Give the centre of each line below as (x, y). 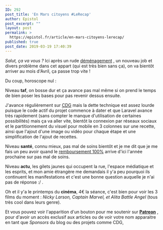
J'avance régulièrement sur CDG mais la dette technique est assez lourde (80, 105)
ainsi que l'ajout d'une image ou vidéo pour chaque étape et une (71, 131)
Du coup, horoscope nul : (31, 81)
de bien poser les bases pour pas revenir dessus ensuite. (63, 95)
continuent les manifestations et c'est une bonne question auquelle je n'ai (80, 177)
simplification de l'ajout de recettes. (41, 137)
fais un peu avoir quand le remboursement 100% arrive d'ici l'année (74, 151)
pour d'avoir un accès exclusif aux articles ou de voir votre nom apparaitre (81, 217)
